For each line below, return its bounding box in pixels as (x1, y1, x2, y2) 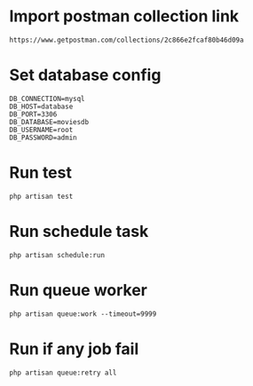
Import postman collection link (9, 6, 240, 27)
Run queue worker (9, 280, 148, 300)
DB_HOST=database (9, 102, 74, 111)
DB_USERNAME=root (9, 125, 74, 134)
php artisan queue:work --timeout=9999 (9, 309, 157, 319)
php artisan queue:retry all (9, 368, 117, 377)
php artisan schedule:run (9, 250, 105, 259)
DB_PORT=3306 (9, 109, 58, 119)
